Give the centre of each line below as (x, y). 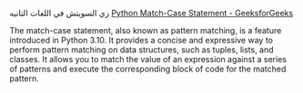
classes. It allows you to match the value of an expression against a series (148, 59)
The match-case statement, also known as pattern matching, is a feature (146, 30)
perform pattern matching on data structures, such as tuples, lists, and (142, 50)
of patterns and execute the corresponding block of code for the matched (148, 69)
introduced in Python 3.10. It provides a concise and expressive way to (141, 40)
